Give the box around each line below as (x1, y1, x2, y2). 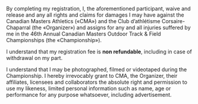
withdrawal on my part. (6, 55, 63, 61)
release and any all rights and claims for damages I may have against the (6, 11, 184, 18)
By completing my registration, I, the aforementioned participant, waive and (6, 5, 191, 12)
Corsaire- (161, 18, 186, 24)
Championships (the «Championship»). (6, 37, 102, 43)
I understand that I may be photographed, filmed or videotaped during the (6, 66, 187, 73)
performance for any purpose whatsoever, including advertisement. (6, 92, 172, 98)
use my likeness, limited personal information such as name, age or (6, 85, 171, 92)
